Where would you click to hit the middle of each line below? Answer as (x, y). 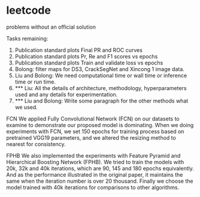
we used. (26, 107)
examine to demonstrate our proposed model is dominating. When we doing (100, 125)
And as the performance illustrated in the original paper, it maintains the (95, 174)
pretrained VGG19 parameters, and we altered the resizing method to (91, 137)
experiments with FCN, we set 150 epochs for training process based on (95, 131)
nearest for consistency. (36, 144)
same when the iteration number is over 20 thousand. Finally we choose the (100, 181)
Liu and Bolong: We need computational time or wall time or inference (101, 75)
